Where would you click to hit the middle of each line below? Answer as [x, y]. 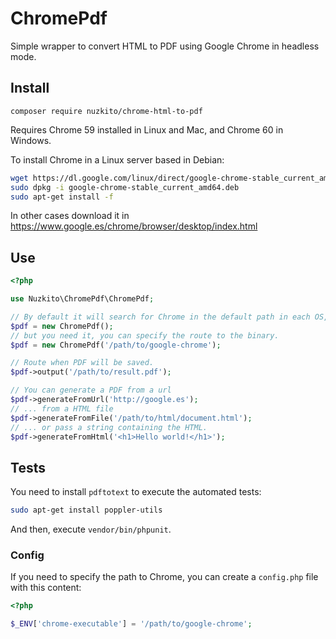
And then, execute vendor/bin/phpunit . [91, 529]
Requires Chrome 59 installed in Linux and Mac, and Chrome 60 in [147, 129]
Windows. [31, 140]
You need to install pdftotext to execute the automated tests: [136, 492]
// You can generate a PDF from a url [91, 390]
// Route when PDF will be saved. [82, 363]
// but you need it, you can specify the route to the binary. [145, 335]
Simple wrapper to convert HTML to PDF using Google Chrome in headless [165, 46]
